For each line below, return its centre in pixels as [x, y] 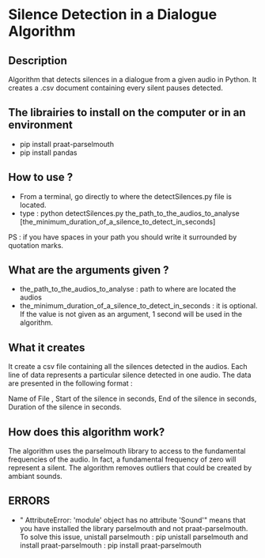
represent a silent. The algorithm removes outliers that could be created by [130, 468]
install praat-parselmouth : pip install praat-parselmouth [110, 545]
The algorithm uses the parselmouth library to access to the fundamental [127, 451]
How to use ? [41, 177]
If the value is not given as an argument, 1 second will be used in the [131, 315]
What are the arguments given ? [89, 270]
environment [40, 125]
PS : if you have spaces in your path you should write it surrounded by [123, 237]
